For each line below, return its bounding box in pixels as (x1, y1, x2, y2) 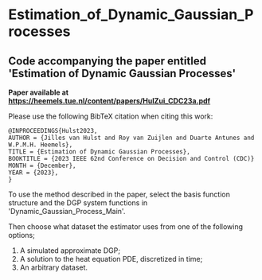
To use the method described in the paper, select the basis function (8, 189, 231, 199)
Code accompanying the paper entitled (8, 54, 207, 68)
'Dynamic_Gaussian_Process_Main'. (8, 207, 126, 216)
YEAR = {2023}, (8, 169, 59, 177)
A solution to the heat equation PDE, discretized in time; (19, 255, 203, 263)
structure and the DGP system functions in (8, 198, 148, 208)
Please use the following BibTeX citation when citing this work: (8, 111, 213, 121)
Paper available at (8, 87, 69, 97)
